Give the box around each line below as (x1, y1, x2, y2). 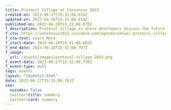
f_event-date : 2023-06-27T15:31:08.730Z (5, 59, 93, 64)
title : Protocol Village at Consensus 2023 (5, 7, 99, 13)
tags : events (5, 69, 33, 74)
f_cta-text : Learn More (5, 36, 56, 41)
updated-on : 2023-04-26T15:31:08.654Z (5, 17, 88, 22)
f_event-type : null (5, 64, 47, 69)
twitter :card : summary (10, 97, 58, 102)
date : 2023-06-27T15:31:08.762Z (5, 78, 74, 83)
